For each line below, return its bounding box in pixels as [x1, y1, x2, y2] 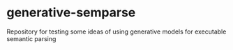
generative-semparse [6, 5, 136, 21]
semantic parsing [6, 34, 57, 42]
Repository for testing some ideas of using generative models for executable [6, 27, 227, 36]
